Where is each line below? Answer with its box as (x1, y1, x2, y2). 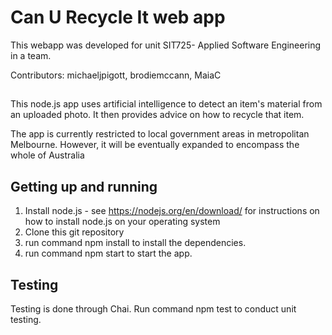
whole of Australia (10, 149, 85, 161)
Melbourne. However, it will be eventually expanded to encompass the (10, 139, 300, 151)
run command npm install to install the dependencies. (24, 237, 247, 249)
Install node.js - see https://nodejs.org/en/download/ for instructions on (24, 205, 320, 217)
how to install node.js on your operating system (24, 216, 221, 228)
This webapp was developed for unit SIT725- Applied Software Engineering (10, 39, 322, 51)
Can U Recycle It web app (10, 6, 226, 29)
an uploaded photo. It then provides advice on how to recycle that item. (10, 109, 305, 121)
